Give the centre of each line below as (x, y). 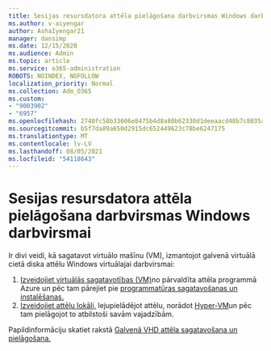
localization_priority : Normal (61, 83)
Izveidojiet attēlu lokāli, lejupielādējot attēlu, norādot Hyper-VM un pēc (136, 306)
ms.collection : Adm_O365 (50, 91)
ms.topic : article (39, 61)
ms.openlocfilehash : (43, 121)
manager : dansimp (38, 38)
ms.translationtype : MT (48, 136)
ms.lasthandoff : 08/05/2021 (56, 151)
